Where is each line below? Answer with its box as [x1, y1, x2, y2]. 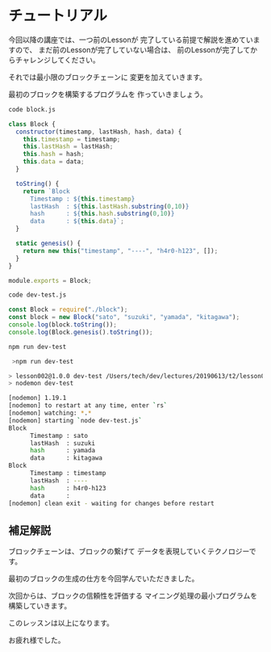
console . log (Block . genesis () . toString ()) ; [8, 328, 153, 336]
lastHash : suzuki [29, 439, 95, 448]
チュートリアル [8, 6, 107, 25]
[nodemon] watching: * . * [8, 409, 92, 418]
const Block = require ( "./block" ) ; [8, 305, 128, 314]
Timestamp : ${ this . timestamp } [29, 195, 135, 203]
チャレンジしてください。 [15, 55, 101, 65]
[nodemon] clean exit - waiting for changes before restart [8, 499, 215, 507]
